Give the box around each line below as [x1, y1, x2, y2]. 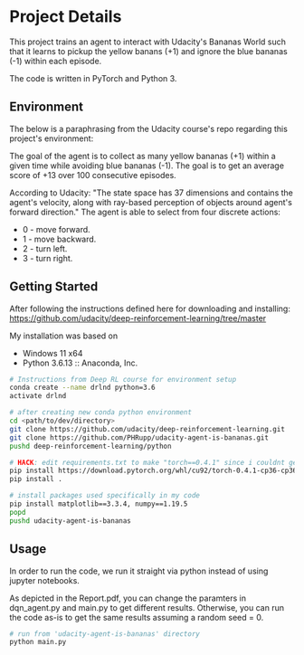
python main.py [9, 638, 67, 647]
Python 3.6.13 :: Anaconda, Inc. [22, 357, 138, 368]
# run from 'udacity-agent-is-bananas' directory [9, 629, 201, 639]
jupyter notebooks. [9, 574, 80, 585]
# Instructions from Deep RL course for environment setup [9, 375, 237, 384]
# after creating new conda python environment [9, 408, 193, 417]
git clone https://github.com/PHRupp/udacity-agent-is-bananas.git [9, 432, 270, 442]
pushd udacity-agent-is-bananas [9, 516, 131, 526]
